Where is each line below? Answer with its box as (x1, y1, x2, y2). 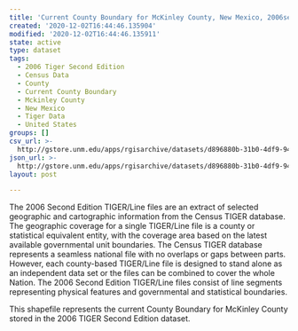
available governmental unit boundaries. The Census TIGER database (9, 240, 263, 250)
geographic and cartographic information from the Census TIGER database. (9, 211, 286, 222)
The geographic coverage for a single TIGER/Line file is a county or (9, 221, 255, 232)
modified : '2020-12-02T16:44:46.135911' (9, 29, 161, 38)
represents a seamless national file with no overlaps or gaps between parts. (9, 249, 286, 260)
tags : (9, 54, 29, 63)
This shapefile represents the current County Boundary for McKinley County (9, 303, 288, 315)
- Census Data (17, 71, 69, 80)
